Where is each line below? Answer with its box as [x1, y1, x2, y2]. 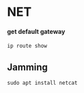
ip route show [7, 43, 48, 50]
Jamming [7, 61, 48, 73]
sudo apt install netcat [7, 80, 78, 87]
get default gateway [7, 27, 66, 35]
